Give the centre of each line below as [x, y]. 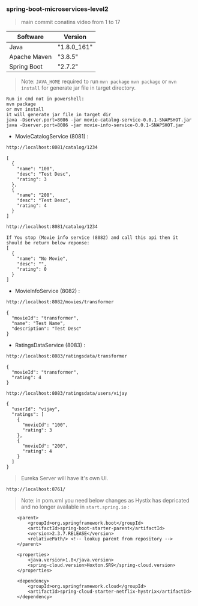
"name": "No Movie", [43, 259]
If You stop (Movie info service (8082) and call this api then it [92, 238]
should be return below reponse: [48, 243]
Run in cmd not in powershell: [45, 99]
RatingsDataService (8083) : [50, 345]
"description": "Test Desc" [47, 329]
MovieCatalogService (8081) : [52, 137]
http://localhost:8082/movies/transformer [60, 302]
